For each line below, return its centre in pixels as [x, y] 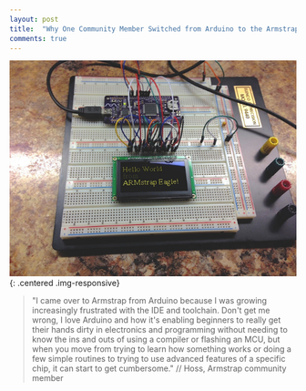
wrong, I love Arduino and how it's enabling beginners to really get [156, 320]
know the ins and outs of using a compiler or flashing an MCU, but [156, 339]
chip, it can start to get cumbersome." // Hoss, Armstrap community [159, 368]
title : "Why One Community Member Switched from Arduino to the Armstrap [154, 29]
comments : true [38, 38]
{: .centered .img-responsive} [65, 283]
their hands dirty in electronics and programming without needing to [160, 329]
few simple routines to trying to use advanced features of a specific [158, 358]
